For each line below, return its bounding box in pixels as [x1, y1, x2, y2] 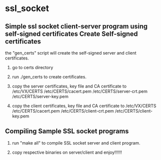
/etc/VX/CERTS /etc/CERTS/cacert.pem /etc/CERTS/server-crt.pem [12, 88, 148, 94]
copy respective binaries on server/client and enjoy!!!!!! [12, 149, 122, 155]
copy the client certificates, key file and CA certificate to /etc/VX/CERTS [12, 103, 157, 109]
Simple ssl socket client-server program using [5, 22, 148, 30]
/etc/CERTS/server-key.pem [12, 94, 69, 99]
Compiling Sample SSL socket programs [5, 127, 129, 135]
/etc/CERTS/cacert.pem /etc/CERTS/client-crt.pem [12, 108, 114, 114]
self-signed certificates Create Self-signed [5, 29, 138, 38]
